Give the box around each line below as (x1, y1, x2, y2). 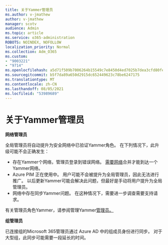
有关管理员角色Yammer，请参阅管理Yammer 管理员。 (5, 207, 114, 213)
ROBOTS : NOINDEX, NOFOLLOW (5, 40, 61, 45)
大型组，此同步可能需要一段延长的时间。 (5, 234, 88, 240)
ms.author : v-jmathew (5, 12, 50, 17)
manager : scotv (5, 21, 37, 26)
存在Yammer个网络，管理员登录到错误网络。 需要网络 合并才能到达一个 (12, 159, 158, 165)
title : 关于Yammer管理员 (5, 7, 53, 12)
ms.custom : (5, 53, 28, 59)
